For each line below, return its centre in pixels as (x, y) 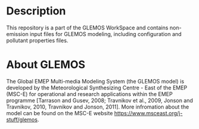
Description (36, 11)
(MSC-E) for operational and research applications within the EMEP (90, 94)
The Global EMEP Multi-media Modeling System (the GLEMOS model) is (95, 81)
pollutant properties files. (37, 40)
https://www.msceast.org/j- (148, 113)
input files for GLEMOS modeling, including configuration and (106, 34)
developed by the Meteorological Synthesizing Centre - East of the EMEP (97, 88)
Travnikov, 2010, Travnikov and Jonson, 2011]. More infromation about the (98, 107)
